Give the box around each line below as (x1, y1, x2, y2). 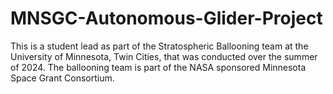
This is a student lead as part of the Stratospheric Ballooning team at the (10, 40, 309, 52)
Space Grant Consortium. (10, 72, 115, 84)
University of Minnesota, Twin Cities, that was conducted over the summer (10, 50, 318, 62)
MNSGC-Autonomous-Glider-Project (10, 7, 323, 30)
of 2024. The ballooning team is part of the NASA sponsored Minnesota (10, 61, 307, 73)
